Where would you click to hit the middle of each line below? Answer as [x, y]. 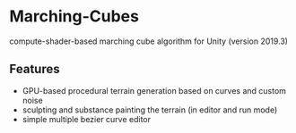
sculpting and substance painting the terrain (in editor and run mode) [150, 110]
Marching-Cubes [74, 17]
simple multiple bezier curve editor [86, 119]
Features [35, 69]
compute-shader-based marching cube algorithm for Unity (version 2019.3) [149, 41]
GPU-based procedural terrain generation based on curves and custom [154, 90]
